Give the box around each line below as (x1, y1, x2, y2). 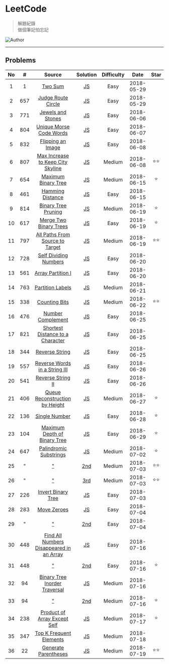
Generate (42, 644, 64, 651)
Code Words (38, 129, 68, 136)
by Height (41, 401, 64, 408)
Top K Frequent (35, 629, 71, 636)
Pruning (43, 208, 62, 215)
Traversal (42, 586, 64, 593)
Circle (46, 100, 60, 107)
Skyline (44, 164, 62, 172)
